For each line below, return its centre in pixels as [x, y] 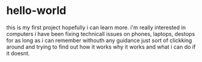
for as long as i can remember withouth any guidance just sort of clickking [99, 40]
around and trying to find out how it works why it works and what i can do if [101, 47]
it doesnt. [18, 53]
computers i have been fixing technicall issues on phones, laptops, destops [101, 33]
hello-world [37, 11]
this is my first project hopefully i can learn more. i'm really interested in [96, 27]
